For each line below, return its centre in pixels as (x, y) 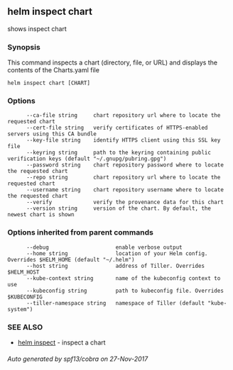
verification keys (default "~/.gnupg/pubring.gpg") (87, 159)
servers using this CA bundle (52, 134)
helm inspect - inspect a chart (61, 342)
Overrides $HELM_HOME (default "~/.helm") (71, 259)
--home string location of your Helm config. (117, 253)
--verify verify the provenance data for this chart (125, 202)
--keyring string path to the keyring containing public (119, 153)
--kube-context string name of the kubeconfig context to (123, 278)
